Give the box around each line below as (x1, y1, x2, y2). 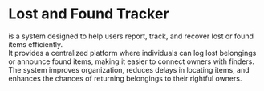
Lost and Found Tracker (8, 5, 170, 23)
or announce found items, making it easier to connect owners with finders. (8, 57, 255, 66)
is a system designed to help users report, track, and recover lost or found (8, 31, 254, 41)
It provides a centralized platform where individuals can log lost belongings (8, 48, 257, 57)
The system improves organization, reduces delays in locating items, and (8, 65, 250, 74)
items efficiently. (8, 39, 63, 49)
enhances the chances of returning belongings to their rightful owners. (8, 73, 242, 83)
